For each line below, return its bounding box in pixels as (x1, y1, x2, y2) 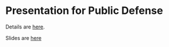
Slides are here (5, 34, 42, 41)
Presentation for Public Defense (5, 4, 164, 17)
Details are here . (5, 23, 45, 30)
